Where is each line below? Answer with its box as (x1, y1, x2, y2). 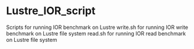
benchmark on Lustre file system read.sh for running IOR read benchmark (6, 30, 186, 37)
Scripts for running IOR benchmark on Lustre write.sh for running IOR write (6, 24, 189, 31)
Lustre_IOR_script (6, 4, 96, 18)
